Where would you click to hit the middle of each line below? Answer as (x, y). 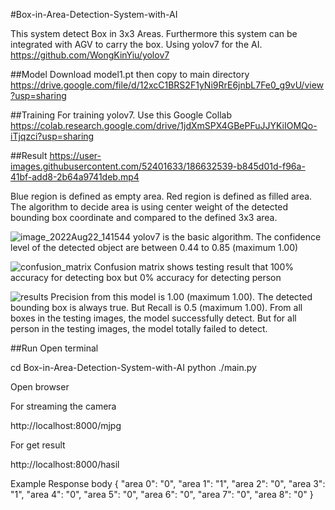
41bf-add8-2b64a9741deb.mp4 (75, 177)
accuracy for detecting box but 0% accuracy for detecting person (146, 277)
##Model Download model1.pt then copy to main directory (130, 74)
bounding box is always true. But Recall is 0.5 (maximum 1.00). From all (156, 307)
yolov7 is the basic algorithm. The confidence (227, 237)
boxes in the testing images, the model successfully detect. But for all (153, 318)
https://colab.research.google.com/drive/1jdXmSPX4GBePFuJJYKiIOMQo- (164, 125)
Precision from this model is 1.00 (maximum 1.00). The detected (181, 297)
